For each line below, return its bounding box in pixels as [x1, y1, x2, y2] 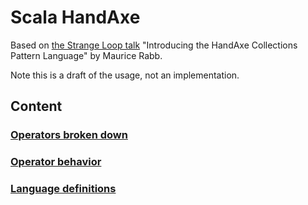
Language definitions [10, 182, 117, 196]
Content [10, 98, 63, 115]
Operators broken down [10, 128, 128, 142]
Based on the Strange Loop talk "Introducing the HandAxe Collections [10, 39, 298, 51]
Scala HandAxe [10, 6, 141, 29]
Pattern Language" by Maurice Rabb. [10, 49, 163, 61]
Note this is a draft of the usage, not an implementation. [10, 69, 240, 81]
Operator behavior [10, 155, 102, 169]
